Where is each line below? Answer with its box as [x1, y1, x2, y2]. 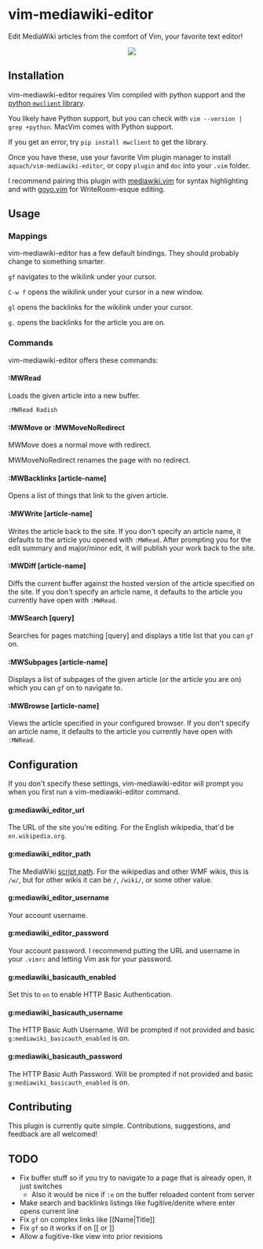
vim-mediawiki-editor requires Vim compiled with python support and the [8, 90, 246, 99]
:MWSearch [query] [8, 613, 75, 623]
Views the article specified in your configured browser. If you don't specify [8, 718, 250, 728]
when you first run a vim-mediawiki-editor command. [8, 787, 181, 797]
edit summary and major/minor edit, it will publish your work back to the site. [8, 543, 256, 552]
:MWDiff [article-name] [8, 561, 86, 571]
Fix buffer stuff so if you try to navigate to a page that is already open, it [19, 1173, 252, 1183]
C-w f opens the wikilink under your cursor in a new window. [8, 287, 204, 297]
